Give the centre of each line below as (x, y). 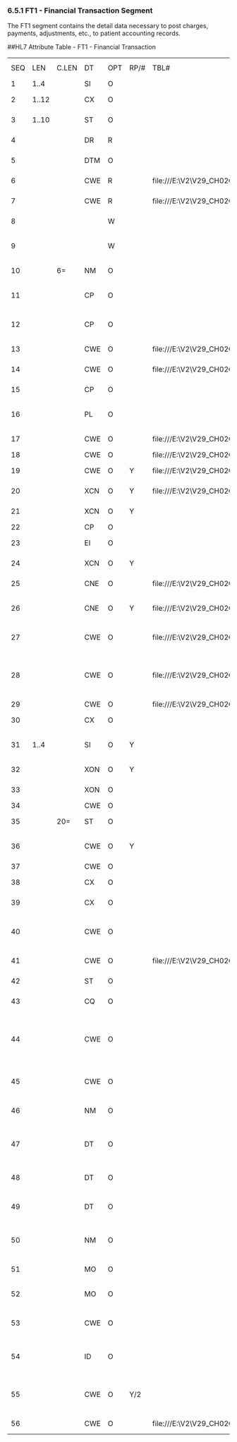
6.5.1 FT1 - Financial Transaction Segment (80, 11)
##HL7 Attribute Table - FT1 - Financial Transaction (82, 47)
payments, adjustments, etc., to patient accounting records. (94, 33)
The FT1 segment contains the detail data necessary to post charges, (108, 26)
